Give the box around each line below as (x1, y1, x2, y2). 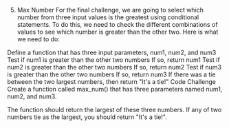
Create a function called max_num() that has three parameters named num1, (7, 85, 223, 93)
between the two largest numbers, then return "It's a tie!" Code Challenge (7, 78, 217, 85)
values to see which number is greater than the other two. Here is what (17, 28, 219, 36)
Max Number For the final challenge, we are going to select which (17, 6, 204, 14)
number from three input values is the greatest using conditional (17, 13, 199, 21)
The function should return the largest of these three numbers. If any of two (7, 106, 222, 114)
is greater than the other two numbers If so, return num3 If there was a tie (7, 70, 216, 78)
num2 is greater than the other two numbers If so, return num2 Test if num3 (7, 63, 222, 71)
